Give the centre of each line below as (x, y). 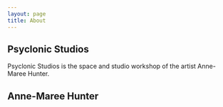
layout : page (27, 14)
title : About (27, 21)
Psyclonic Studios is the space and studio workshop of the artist (102, 66)
